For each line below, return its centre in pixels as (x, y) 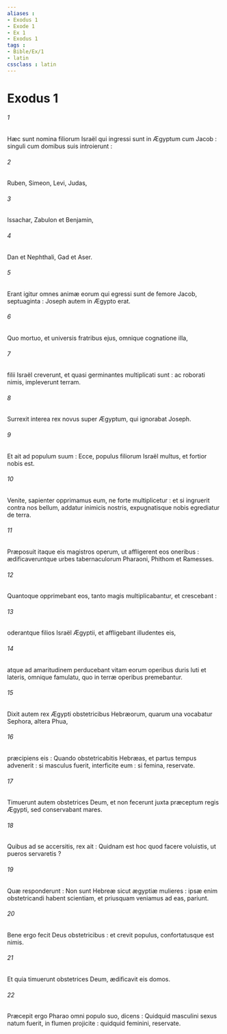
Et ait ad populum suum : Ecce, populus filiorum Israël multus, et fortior (107, 456)
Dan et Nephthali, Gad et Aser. (50, 257)
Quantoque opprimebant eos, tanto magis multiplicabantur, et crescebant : (112, 596)
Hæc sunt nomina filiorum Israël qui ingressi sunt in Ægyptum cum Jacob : (112, 139)
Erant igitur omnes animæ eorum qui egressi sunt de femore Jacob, (102, 294)
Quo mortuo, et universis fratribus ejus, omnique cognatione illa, (97, 338)
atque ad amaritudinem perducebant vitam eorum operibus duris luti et (107, 669)
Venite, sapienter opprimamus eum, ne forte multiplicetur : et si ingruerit (108, 500)
